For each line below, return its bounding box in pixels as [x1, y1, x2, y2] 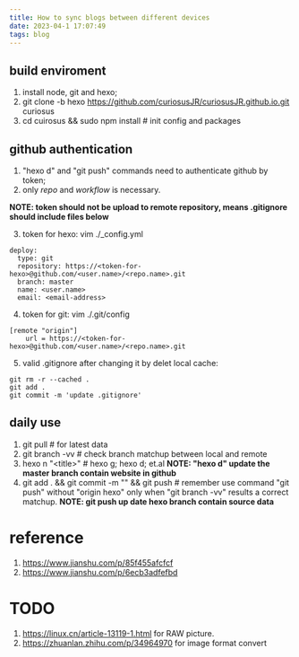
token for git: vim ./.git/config [21, 309, 130, 320]
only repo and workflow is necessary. [21, 185, 161, 195]
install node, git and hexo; [21, 87, 118, 98]
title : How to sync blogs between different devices [9, 13, 210, 22]
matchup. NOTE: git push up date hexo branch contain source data [21, 495, 275, 507]
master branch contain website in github [21, 468, 177, 478]
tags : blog [9, 30, 50, 39]
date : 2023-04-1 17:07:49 [9, 22, 106, 31]
